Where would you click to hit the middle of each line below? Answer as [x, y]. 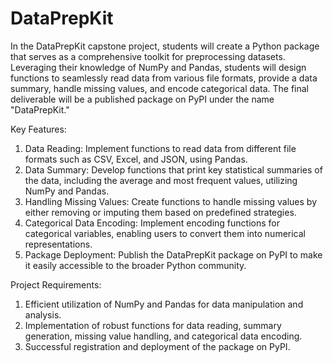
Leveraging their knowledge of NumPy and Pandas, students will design [158, 67]
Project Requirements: [56, 284]
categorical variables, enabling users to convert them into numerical [165, 233]
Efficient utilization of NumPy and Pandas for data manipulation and [164, 304]
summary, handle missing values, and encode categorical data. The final [159, 88]
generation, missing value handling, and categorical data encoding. [163, 336]
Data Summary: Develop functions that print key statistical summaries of [173, 169]
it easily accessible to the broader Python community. [135, 265]
